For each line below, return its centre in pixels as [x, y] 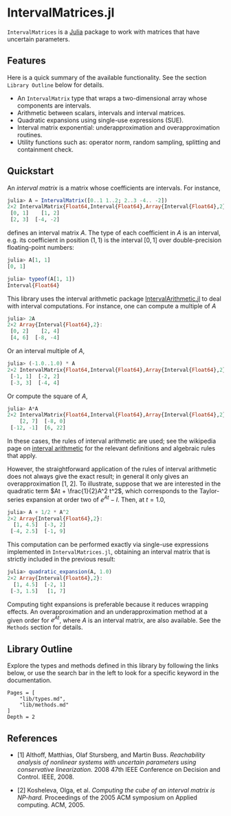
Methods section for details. [45, 627]
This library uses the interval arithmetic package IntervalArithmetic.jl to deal [114, 299]
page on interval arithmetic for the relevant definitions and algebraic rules [111, 448]
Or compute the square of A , [47, 396]
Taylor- [209, 491]
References [32, 738]
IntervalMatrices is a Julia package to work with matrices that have [103, 32]
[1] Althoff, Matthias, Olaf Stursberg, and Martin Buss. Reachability [111, 755]
